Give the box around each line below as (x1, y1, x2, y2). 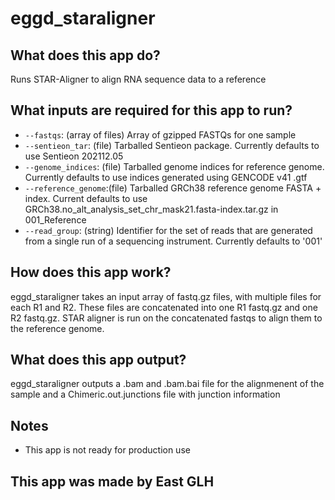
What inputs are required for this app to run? (10, 102, 293, 119)
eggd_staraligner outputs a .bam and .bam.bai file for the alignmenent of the (10, 378, 325, 390)
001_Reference (24, 213, 87, 226)
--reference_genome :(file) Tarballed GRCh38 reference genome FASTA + (24, 182, 322, 194)
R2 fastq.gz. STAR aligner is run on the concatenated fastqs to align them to (10, 312, 323, 324)
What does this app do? (10, 47, 161, 64)
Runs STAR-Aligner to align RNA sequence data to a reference (10, 73, 267, 85)
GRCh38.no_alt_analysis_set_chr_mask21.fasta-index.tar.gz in (24, 203, 279, 215)
